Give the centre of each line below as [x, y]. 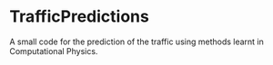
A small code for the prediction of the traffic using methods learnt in [136, 42]
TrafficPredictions [80, 17]
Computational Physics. [54, 51]
